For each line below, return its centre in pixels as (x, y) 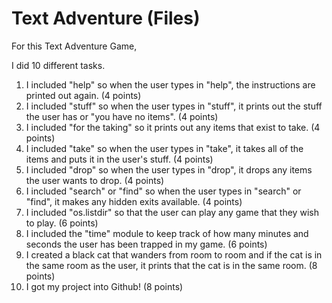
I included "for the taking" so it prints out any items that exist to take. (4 (173, 127)
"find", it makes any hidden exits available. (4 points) (134, 201)
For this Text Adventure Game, (74, 46)
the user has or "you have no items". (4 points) (122, 116)
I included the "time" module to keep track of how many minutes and (167, 233)
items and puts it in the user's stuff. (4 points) (119, 159)
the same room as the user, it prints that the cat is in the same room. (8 (171, 265)
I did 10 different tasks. (58, 65)
